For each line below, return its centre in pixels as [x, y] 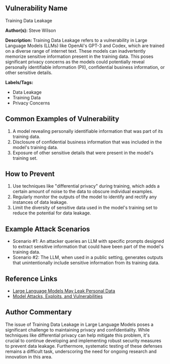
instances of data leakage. [40, 202]
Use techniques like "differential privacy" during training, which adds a [86, 186]
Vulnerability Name [36, 8]
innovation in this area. [29, 356]
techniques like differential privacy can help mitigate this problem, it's [78, 335]
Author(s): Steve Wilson [31, 30]
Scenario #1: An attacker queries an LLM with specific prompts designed [88, 241]
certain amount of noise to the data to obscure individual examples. [83, 192]
